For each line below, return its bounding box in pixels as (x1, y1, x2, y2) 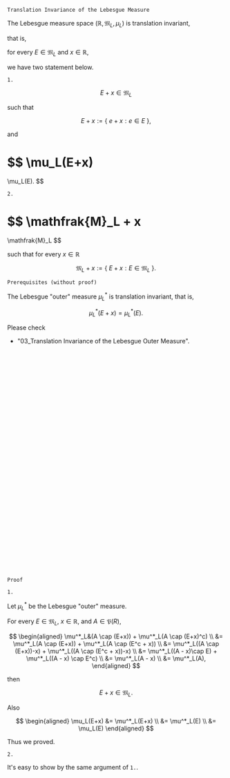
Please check (7, 323, 46, 332)
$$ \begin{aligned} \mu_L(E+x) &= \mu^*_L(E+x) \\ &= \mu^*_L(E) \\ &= (15, 717, 217, 725)
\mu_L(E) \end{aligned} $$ (78, 724, 154, 732)
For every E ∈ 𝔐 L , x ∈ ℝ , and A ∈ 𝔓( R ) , (7, 617, 122, 627)
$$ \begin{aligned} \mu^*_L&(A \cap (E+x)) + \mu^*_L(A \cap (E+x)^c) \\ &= (9, 632, 223, 641)
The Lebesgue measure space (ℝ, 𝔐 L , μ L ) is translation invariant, (7, 19, 191, 29)
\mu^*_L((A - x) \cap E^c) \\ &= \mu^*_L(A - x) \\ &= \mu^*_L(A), (26, 654, 207, 663)
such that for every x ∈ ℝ (7, 250, 80, 258)
